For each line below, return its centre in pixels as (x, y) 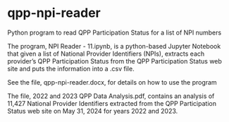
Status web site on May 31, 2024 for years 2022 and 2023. (93, 111)
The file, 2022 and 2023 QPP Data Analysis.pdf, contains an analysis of (111, 96)
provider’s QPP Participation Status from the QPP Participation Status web (114, 61)
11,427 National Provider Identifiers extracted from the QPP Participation (112, 103)
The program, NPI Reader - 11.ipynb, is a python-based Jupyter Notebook (114, 46)
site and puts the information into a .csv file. (71, 68)
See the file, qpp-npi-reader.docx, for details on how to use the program (112, 82)
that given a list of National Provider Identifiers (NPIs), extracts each (106, 54)
